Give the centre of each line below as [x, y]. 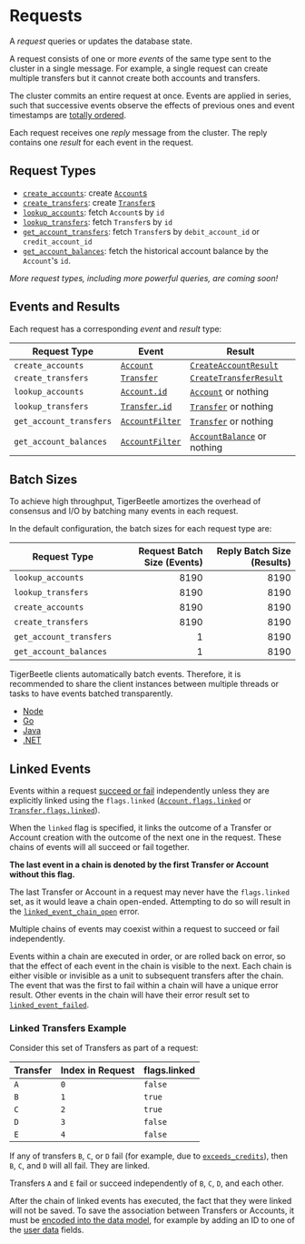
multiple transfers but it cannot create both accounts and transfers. [135, 77]
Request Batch [171, 551]
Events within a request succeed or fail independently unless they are [139, 791]
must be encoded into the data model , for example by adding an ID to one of [152, 1220]
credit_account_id [57, 242]
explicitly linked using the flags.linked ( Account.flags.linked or [130, 801]
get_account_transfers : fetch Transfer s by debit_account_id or [141, 231]
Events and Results [65, 307]
